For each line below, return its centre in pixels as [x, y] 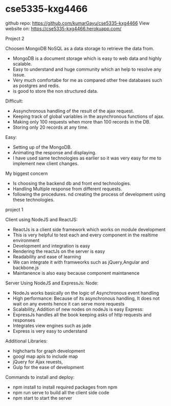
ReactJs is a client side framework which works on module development [89, 229]
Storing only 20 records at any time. [50, 127]
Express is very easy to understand [50, 331]
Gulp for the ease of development [48, 367]
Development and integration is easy [51, 246]
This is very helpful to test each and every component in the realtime [85, 235]
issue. [19, 74]
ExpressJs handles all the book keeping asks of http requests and [82, 314]
